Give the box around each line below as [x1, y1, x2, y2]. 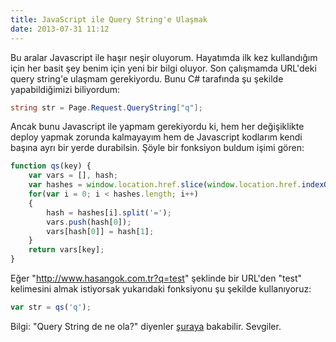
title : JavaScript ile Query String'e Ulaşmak [10, 14, 208, 25]
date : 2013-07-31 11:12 [10, 24, 110, 34]
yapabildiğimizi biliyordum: [10, 83, 121, 95]
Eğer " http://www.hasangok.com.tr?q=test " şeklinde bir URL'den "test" [10, 272, 303, 284]
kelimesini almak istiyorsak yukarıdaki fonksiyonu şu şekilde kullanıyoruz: [10, 283, 312, 295]
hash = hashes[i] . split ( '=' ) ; [46, 207, 172, 218]
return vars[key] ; [28, 245, 105, 255]
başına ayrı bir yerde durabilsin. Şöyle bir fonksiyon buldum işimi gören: [10, 142, 305, 154]
